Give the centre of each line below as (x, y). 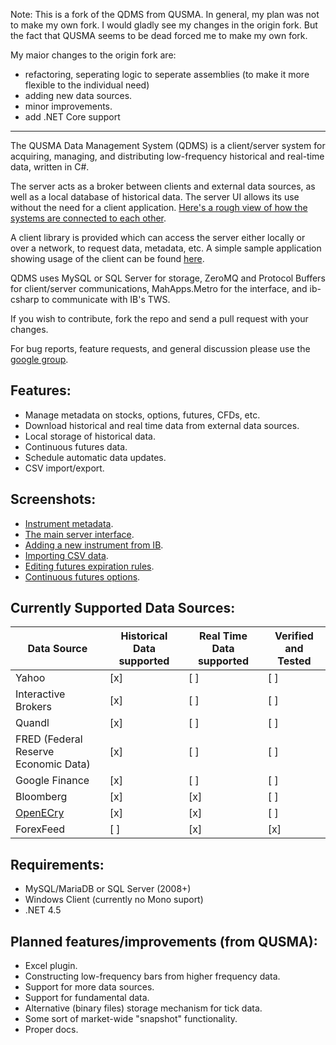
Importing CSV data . (66, 555)
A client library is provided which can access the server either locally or (158, 237)
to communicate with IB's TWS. (106, 299)
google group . (39, 359)
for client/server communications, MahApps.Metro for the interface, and (159, 288)
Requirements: (57, 864)
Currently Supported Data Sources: (123, 608)
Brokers (34, 707)
